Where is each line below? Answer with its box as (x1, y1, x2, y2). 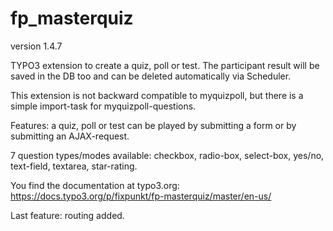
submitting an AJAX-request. (10, 130, 130, 142)
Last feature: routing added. (10, 209, 125, 221)
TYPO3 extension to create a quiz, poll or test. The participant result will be (10, 59, 320, 71)
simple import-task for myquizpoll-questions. (10, 100, 197, 112)
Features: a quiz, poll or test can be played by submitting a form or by (10, 119, 297, 131)
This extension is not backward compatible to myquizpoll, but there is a (10, 89, 304, 101)
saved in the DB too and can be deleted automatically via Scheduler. (10, 70, 292, 82)
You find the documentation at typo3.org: (10, 179, 180, 191)
